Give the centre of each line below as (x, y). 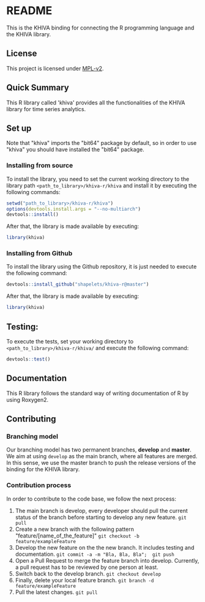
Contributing (31, 419)
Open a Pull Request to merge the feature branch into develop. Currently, (107, 560)
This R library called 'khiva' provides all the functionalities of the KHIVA (96, 103)
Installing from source (40, 165)
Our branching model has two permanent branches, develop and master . (99, 450)
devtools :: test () (28, 359)
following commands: (33, 192)
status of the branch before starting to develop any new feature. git (101, 517)
